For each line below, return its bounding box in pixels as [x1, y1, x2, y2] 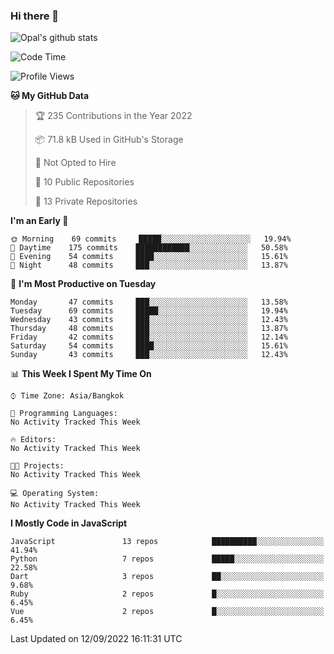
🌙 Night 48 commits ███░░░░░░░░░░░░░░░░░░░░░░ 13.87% [10, 260, 288, 271]
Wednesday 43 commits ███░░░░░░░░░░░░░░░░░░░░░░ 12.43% [10, 315, 288, 325]
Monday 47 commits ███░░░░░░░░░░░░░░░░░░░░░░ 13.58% [10, 297, 288, 308]
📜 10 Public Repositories [34, 176, 135, 188]
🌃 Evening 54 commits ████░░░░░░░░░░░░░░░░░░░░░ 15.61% [10, 252, 288, 262]
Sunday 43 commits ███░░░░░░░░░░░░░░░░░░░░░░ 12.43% [10, 350, 288, 360]
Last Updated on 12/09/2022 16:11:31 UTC [10, 633, 183, 645]
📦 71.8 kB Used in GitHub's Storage [34, 134, 184, 146]
